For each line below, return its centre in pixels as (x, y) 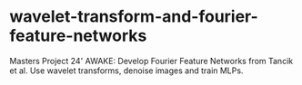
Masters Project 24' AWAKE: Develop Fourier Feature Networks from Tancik (151, 61)
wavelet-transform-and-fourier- (134, 17)
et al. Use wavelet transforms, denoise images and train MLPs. (126, 71)
